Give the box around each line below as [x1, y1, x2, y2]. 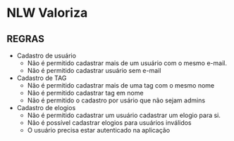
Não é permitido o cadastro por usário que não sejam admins [27, 96, 206, 105]
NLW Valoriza [6, 5, 88, 21]
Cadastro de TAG [16, 74, 67, 82]
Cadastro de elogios [16, 104, 76, 112]
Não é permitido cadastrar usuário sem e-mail [27, 67, 161, 74]
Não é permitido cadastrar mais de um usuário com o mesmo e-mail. [27, 59, 227, 67]
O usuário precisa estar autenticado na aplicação [27, 126, 171, 134]
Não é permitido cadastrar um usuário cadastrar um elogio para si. [27, 111, 221, 119]
